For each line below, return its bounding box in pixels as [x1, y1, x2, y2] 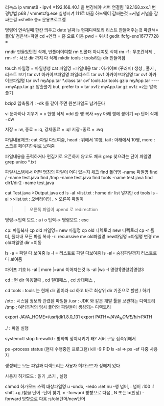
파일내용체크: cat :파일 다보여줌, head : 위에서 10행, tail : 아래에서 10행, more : [5, 137, 155, 142]
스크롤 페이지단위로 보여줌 [5, 143, 55, 149]
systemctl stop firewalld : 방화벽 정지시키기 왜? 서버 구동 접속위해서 [5, 335, 136, 341]
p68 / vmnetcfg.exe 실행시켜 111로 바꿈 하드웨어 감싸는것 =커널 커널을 [18, 10, 153, 16]
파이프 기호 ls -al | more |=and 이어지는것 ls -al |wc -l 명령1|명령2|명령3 [5, 267, 144, 272]
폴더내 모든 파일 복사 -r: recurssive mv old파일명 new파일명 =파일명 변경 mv [11, 234, 160, 239]
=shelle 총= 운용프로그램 [18, 17, 66, 22]
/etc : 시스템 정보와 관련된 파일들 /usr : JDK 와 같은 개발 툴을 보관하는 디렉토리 [5, 298, 156, 303]
